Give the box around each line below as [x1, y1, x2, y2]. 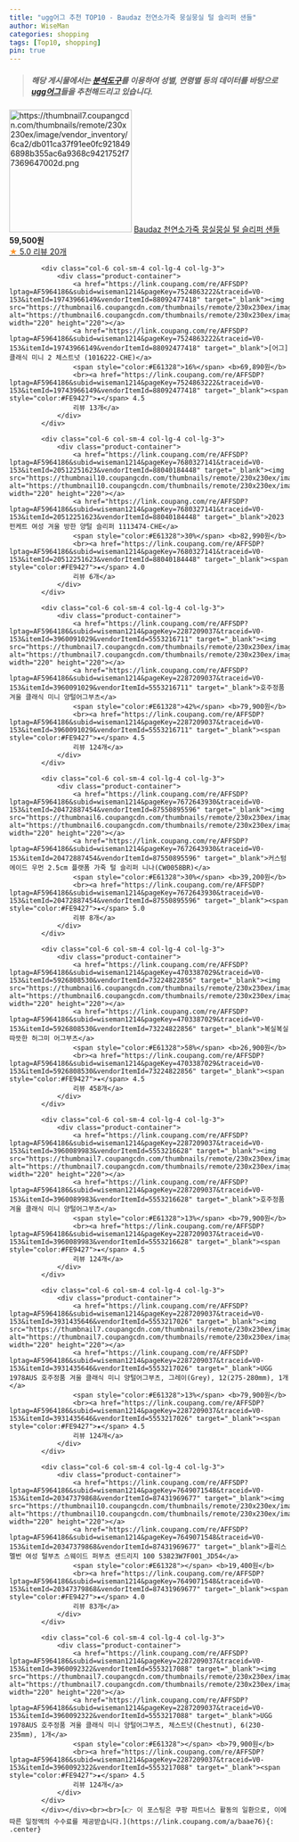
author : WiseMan [9, 21, 69, 30]
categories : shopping [9, 29, 90, 38]
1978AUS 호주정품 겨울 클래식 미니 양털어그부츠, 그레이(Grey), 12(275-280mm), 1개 [9, 1374, 289, 1383]
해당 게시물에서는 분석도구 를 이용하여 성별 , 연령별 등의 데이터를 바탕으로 [30, 75, 279, 86]
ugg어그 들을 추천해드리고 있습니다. [30, 86, 153, 96]
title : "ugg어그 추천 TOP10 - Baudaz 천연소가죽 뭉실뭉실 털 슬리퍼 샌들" [9, 12, 257, 22]
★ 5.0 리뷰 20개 [9, 246, 67, 257]
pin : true [9, 46, 46, 55]
